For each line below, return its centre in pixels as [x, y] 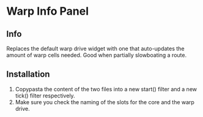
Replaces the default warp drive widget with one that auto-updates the [95, 48]
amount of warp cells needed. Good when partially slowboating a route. [97, 55]
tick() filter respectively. [45, 96]
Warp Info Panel [47, 11]
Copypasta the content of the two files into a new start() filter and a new [106, 89]
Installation [28, 74]
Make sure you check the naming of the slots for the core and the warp [105, 102]
